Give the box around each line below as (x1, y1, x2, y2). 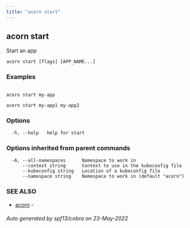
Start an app (6, 47, 37, 54)
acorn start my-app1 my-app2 (6, 102, 80, 109)
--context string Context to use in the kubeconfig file (22, 163, 182, 169)
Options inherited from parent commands (6, 144, 131, 152)
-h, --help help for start (11, 130, 85, 136)
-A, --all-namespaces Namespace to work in (11, 157, 136, 163)
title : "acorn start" (6, 8, 61, 15)
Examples (6, 73, 36, 81)
